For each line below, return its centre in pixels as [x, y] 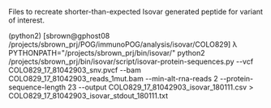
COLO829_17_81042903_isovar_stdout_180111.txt [88, 96]
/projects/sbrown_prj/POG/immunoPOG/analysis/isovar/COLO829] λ [123, 44]
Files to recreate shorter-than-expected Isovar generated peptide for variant [136, 12]
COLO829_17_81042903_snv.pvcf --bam [75, 70]
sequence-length [37, 87]
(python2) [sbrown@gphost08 [59, 36]
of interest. [26, 20]
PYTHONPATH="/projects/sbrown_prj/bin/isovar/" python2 [107, 53]
